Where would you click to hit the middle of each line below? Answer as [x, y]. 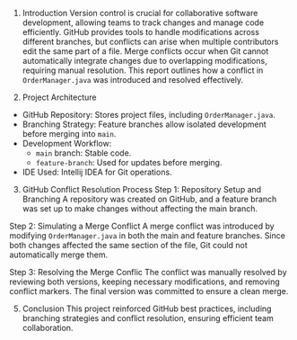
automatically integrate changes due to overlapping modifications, [144, 61]
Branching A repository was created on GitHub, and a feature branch [149, 199]
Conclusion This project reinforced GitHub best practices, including [147, 309]
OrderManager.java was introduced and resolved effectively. [133, 80]
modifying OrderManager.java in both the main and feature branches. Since [147, 236]
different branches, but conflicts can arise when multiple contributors [150, 41]
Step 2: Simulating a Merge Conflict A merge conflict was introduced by [142, 226]
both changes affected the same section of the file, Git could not [129, 245]
